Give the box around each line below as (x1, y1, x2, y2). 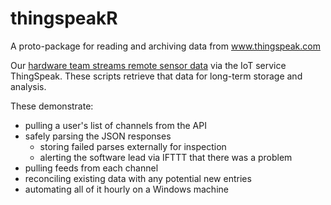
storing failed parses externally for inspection (39, 140, 227, 152)
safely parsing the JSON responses (24, 130, 172, 142)
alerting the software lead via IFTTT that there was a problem (39, 151, 293, 163)
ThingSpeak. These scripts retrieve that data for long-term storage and (10, 70, 303, 82)
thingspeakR (10, 7, 118, 30)
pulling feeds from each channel (24, 162, 159, 174)
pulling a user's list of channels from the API (24, 119, 207, 131)
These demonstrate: (10, 100, 94, 112)
